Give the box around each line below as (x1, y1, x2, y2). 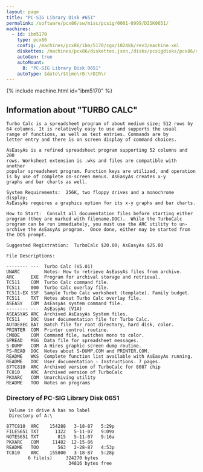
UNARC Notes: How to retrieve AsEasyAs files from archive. (6, 269, 182, 275)
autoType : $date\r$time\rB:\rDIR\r (17, 71, 107, 77)
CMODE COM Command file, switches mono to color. (6, 332, 145, 338)
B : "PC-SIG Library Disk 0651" (22, 65, 101, 71)
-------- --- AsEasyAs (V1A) (6, 306, 83, 312)
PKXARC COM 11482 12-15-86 (6, 439, 94, 445)
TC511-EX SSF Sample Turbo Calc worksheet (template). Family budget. (6, 290, 190, 296)
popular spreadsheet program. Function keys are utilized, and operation (6, 169, 196, 175)
